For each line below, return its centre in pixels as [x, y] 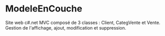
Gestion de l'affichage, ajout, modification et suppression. [66, 27]
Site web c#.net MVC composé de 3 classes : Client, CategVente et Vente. [83, 22]
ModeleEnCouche [44, 9]
